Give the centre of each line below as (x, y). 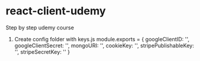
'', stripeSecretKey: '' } (42, 51)
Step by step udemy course (40, 28)
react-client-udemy (56, 11)
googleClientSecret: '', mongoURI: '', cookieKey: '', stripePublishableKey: (104, 45)
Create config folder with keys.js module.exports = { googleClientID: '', (102, 39)
